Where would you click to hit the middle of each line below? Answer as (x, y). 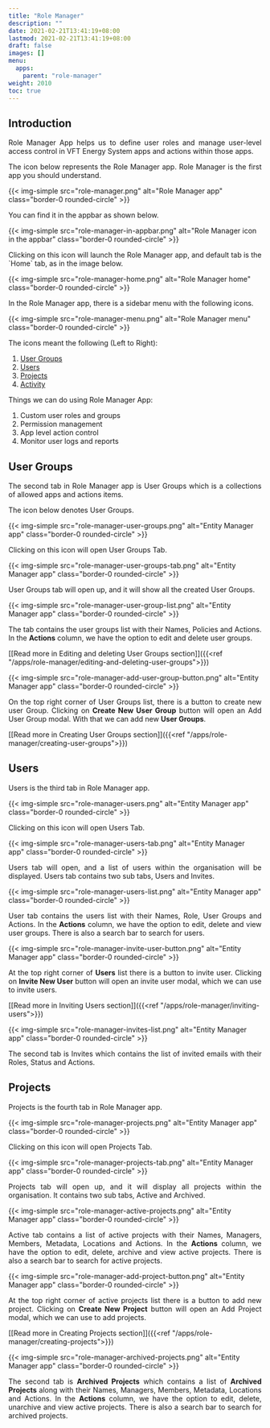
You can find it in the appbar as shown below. (84, 215)
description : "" (35, 23)
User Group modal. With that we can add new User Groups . (107, 719)
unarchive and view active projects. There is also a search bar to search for (135, 1407)
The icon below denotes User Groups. (71, 510)
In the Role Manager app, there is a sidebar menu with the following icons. (131, 304)
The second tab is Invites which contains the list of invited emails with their (135, 1053)
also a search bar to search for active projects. (86, 1260)
